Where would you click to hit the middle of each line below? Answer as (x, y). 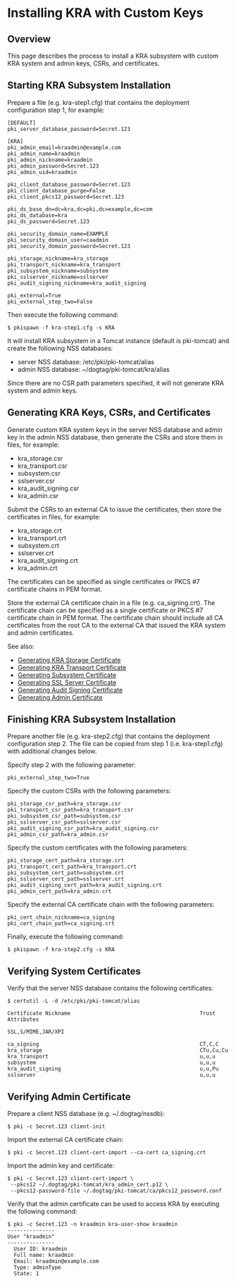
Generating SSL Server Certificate (67, 682)
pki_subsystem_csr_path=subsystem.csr (64, 816)
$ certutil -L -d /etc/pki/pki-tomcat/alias (74, 1001)
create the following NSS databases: (60, 348)
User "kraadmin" (31, 1237)
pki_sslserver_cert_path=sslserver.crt (66, 879)
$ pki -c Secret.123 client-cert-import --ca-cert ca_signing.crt (107, 1153)
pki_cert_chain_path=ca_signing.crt (61, 924)
